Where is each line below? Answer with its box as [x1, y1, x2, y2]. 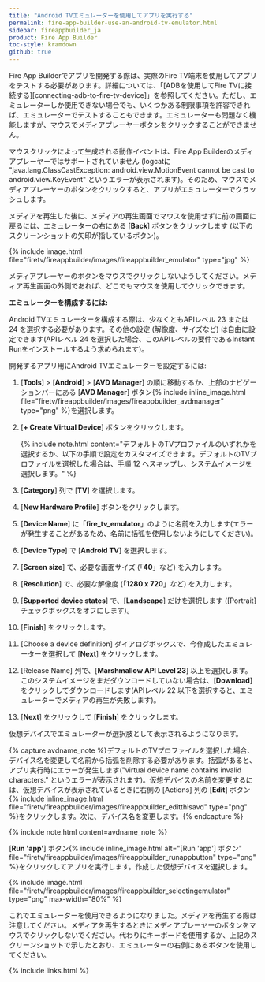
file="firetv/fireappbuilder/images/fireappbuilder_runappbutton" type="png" [9, 853, 256, 861]
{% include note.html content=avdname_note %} [9, 828, 168, 836]
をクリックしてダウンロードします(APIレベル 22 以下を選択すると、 [20, 686, 240, 694]
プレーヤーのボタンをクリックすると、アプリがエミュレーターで [29, 184, 236, 194]
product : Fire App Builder [9, 33, 98, 42]
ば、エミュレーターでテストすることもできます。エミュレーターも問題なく [9, 110, 249, 119]
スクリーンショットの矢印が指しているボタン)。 [9, 231, 163, 240]
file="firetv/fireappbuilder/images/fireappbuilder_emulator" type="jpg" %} [9, 255, 250, 264]
